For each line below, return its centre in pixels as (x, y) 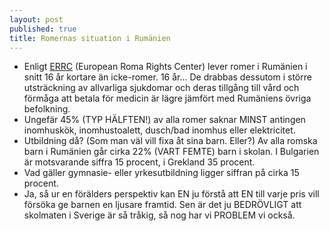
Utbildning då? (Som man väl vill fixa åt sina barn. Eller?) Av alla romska (170, 141)
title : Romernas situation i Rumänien (90, 38)
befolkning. (47, 109)
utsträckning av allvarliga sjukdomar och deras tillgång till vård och (161, 88)
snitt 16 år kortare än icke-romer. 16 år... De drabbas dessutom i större (167, 77)
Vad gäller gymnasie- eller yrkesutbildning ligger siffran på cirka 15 (161, 173)
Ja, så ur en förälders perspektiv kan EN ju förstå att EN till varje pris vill (171, 194)
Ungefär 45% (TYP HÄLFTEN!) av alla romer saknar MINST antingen (164, 120)
